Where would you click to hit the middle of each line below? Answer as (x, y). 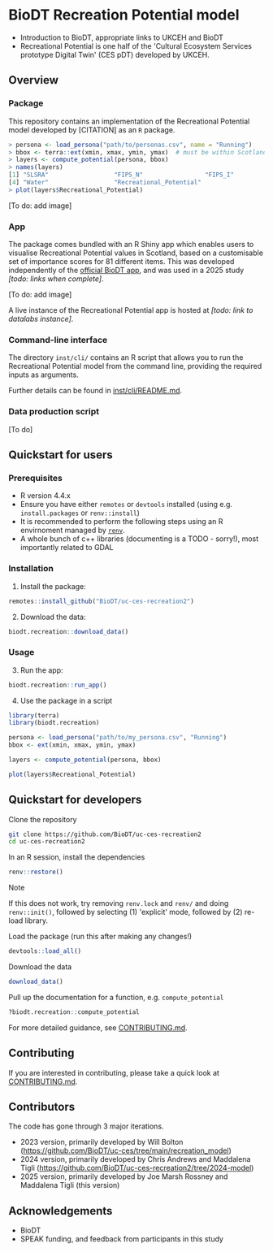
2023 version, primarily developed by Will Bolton (102, 1142)
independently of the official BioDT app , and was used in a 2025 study (126, 271)
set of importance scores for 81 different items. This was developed (121, 262)
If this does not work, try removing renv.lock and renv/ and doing (119, 903)
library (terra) (34, 715)
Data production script (54, 412)
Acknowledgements (61, 1211)
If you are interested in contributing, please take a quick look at (114, 1072)
